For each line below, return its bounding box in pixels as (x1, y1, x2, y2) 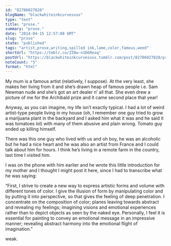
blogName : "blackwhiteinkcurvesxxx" (5, 12, 83, 17)
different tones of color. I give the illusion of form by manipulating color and (5, 188, 163, 194)
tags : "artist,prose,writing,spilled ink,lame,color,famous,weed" (5, 45, 149, 50)
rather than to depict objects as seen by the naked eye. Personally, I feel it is (5, 210, 165, 216)
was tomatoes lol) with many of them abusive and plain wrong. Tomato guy (5, 121, 163, 127)
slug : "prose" (5, 36, 36, 41)
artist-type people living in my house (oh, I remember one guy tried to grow (5, 110, 163, 116)
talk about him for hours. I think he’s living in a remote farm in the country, (5, 147, 160, 153)
